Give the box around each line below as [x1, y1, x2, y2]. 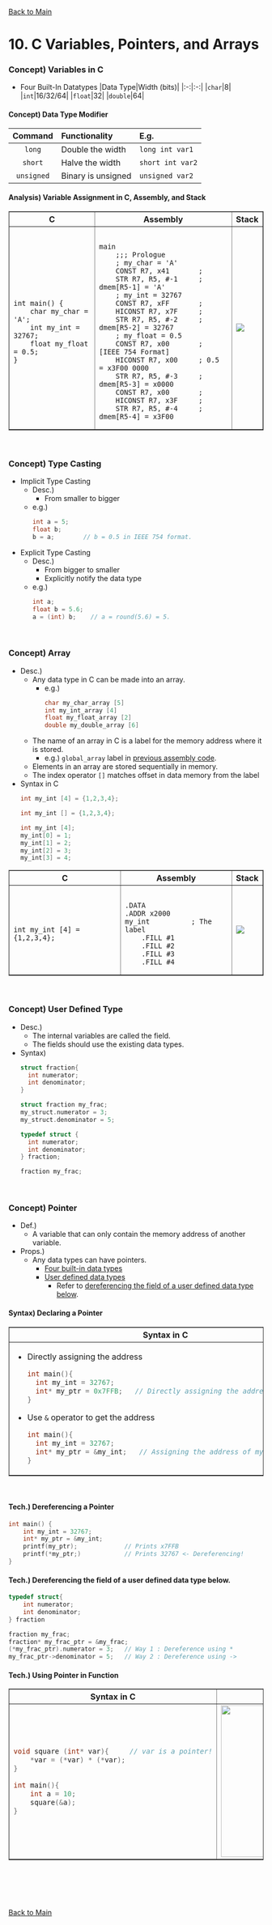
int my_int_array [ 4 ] [44, 706, 117, 715]
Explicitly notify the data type [44, 573, 142, 583]
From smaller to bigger [44, 494, 120, 504]
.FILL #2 [141, 941, 176, 950]
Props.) [19, 1247, 45, 1256]
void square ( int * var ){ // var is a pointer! [13, 1746, 213, 1756]
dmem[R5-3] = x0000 [99, 380, 174, 389]
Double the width [61, 143, 127, 155]
